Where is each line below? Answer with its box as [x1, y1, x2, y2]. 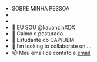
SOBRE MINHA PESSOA [11, 5, 70, 12]
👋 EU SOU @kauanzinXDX [11, 24, 75, 31]
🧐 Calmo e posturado [11, 30, 63, 37]
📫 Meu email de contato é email [11, 50, 91, 56]
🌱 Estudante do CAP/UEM [11, 37, 75, 43]
